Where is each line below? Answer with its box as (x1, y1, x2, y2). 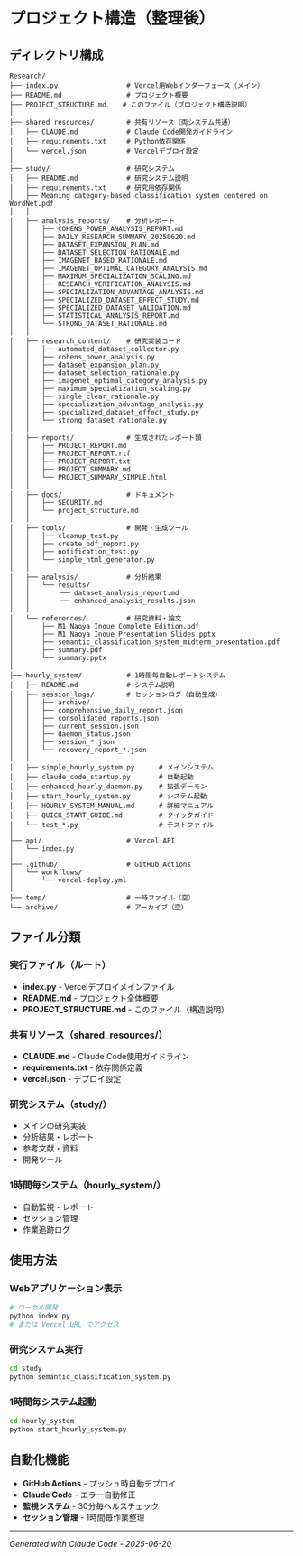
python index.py (9, 1311, 70, 1321)
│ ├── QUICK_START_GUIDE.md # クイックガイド (9, 811, 215, 820)
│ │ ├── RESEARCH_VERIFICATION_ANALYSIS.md (9, 280, 192, 289)
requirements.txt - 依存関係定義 (22, 1062, 143, 1073)
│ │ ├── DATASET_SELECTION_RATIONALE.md (9, 248, 179, 257)
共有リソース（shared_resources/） (9, 1029, 169, 1041)
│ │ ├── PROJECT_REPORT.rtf (9, 449, 131, 458)
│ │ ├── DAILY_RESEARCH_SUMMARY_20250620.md (9, 232, 196, 241)
